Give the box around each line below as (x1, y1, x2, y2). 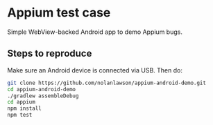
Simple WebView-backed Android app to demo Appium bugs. (7, 28, 182, 36)
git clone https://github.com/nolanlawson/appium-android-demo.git (7, 79, 207, 86)
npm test (7, 112, 33, 119)
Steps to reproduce (7, 48, 92, 59)
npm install (7, 105, 42, 112)
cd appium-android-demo (7, 86, 76, 93)
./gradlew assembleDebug (7, 92, 79, 99)
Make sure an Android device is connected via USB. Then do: (7, 66, 182, 74)
